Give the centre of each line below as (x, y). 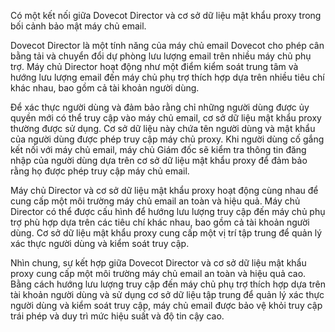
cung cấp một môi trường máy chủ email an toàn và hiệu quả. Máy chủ (155, 201)
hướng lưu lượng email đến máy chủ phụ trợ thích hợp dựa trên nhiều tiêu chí (167, 77)
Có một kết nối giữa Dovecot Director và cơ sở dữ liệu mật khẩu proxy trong (166, 15)
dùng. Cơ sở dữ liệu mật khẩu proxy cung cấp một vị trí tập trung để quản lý (166, 233)
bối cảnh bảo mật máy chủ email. (78, 26)
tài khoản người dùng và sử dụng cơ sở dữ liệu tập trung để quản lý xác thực (167, 294)
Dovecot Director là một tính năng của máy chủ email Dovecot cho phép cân (167, 45)
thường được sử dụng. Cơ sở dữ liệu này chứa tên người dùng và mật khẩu (163, 128)
